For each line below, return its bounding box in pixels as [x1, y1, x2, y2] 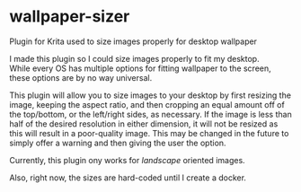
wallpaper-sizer [9, 6, 130, 27]
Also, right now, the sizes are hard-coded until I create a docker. [9, 172, 247, 183]
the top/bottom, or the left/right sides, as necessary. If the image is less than [9, 109, 292, 119]
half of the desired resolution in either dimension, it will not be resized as [9, 118, 279, 129]
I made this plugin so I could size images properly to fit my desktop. [9, 53, 260, 64]
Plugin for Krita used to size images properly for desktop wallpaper [9, 36, 258, 47]
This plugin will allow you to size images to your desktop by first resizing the [9, 90, 292, 100]
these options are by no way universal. [9, 72, 153, 83]
